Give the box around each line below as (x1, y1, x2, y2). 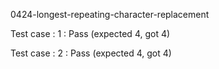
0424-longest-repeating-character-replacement (10, 9, 210, 20)
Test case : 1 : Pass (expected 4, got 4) (10, 28, 171, 39)
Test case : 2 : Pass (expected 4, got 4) (10, 47, 172, 59)
